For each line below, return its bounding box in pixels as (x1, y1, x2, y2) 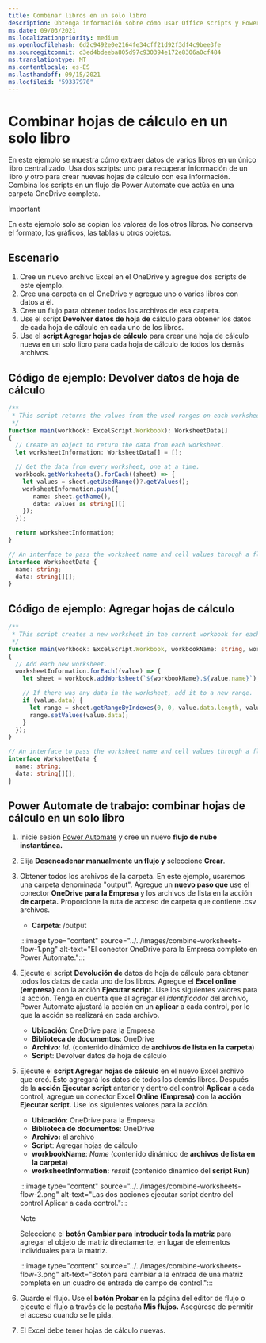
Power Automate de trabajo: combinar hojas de (8, 799, 245, 813)
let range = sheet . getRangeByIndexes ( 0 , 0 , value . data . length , (28, 704, 243, 712)
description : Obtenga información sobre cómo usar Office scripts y (8, 19, 239, 27)
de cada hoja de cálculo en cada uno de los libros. (19, 323, 184, 332)
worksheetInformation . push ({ (22, 485, 119, 493)
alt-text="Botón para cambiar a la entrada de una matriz (60, 1270, 244, 1280)
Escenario (8, 251, 59, 264)
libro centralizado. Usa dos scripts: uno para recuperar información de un (8, 163, 248, 173)
